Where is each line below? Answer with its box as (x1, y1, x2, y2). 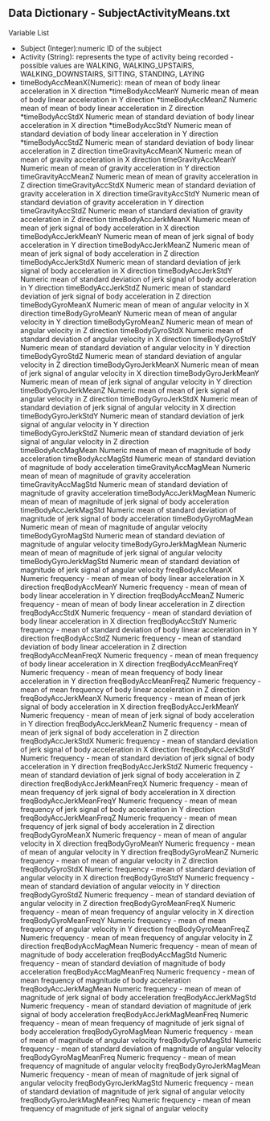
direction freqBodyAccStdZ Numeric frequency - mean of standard (19, 633, 242, 643)
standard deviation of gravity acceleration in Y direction (19, 197, 205, 207)
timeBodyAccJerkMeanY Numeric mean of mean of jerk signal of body (19, 231, 255, 241)
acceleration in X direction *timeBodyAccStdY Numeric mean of (19, 120, 231, 130)
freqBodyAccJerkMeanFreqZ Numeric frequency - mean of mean (19, 813, 237, 822)
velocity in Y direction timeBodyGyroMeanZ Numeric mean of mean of (19, 317, 253, 327)
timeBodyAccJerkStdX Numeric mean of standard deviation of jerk (19, 257, 241, 266)
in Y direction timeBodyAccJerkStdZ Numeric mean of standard (19, 282, 231, 292)
